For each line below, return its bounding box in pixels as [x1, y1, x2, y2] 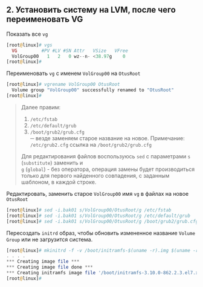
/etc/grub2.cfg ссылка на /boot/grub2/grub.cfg [30, 141, 152, 148]
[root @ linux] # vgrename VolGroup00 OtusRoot [6, 82, 120, 88]
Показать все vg [6, 30, 48, 37]
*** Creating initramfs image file [6, 270, 96, 276]
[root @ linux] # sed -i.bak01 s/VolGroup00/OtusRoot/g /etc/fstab [6, 207, 172, 213]
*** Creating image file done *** [6, 264, 94, 271]
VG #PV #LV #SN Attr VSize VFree [11, 48, 129, 54]
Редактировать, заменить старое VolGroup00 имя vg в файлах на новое [6, 190, 189, 197]
